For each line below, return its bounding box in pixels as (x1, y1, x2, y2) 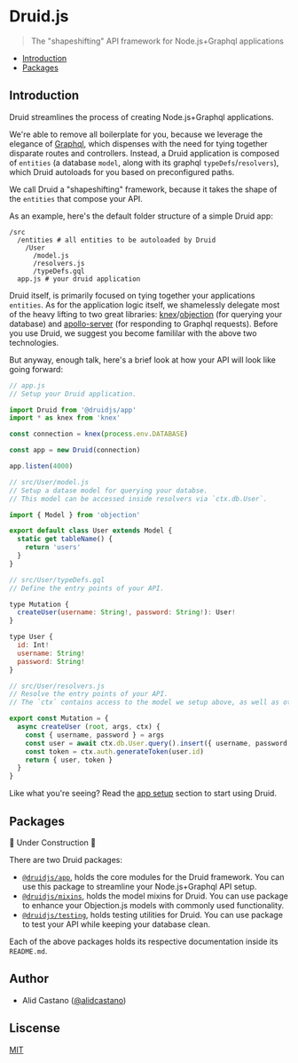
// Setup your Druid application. (9, 389, 137, 398)
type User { (9, 633, 53, 642)
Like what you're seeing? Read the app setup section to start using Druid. (9, 788, 278, 799)
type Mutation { (9, 600, 69, 609)
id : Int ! (17, 641, 50, 650)
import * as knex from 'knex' (9, 413, 122, 423)
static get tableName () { (17, 535, 114, 544)
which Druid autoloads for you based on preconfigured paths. (9, 166, 235, 177)
